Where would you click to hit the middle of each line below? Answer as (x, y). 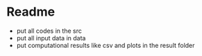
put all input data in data (51, 38)
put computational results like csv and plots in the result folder (106, 45)
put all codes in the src (49, 31)
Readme (31, 12)
